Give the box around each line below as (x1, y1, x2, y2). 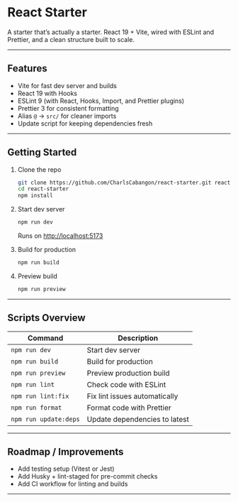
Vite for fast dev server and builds (17, 81, 118, 89)
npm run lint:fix (11, 392, 69, 400)
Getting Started (7, 146, 77, 158)
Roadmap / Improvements (7, 446, 124, 458)
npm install (17, 192, 53, 200)
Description (118, 333, 158, 343)
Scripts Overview (7, 312, 86, 324)
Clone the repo (17, 165, 62, 174)
